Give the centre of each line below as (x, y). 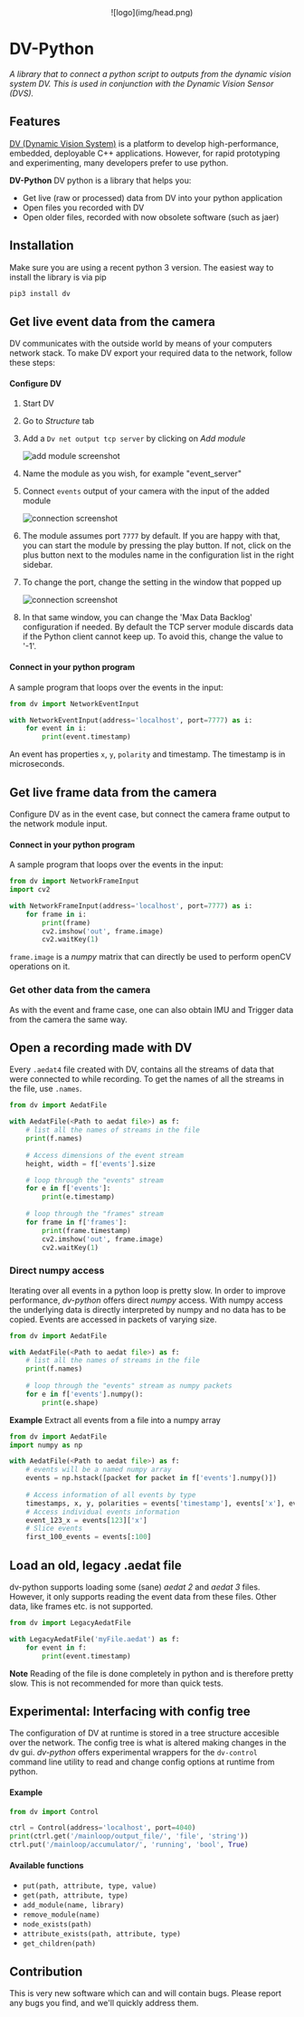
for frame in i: (57, 914)
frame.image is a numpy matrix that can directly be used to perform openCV (150, 957)
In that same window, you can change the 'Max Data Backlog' (138, 617)
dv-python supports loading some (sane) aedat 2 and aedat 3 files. (135, 1587)
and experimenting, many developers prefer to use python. (119, 163)
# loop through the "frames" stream (95, 1214)
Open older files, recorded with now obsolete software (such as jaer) (151, 217)
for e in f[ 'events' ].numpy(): (85, 1394)
